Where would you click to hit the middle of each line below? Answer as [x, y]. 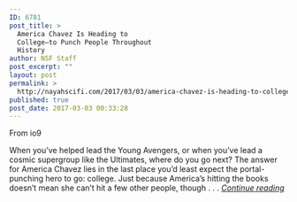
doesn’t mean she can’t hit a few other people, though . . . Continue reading [147, 188]
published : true [39, 100]
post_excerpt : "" [41, 67]
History [31, 50]
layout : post [33, 75]
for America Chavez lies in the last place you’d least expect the [124, 169]
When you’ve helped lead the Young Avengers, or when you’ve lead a [136, 151]
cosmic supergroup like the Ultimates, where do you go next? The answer [144, 159]
